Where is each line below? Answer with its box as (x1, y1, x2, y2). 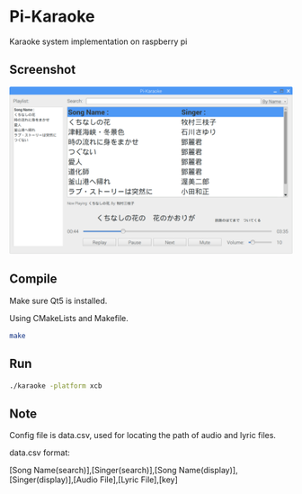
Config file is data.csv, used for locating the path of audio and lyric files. (9, 430, 277, 441)
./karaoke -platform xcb (9, 381, 102, 391)
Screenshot (9, 62, 76, 77)
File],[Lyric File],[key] (100, 474, 178, 485)
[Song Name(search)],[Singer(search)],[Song (9, 465, 177, 476)
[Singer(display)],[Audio (9, 474, 99, 485)
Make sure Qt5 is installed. (9, 295, 108, 306)
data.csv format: (9, 447, 70, 458)
